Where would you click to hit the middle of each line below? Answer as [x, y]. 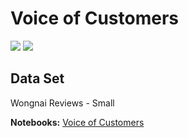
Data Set [37, 78]
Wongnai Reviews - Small [62, 103]
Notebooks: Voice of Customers [77, 122]
